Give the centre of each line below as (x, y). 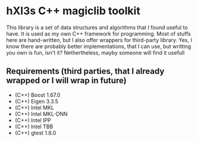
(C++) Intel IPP (33, 120)
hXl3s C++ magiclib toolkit (73, 11)
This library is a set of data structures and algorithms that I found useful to (97, 27)
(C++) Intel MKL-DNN (41, 113)
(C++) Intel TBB (34, 127)
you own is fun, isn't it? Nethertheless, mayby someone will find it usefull (95, 52)
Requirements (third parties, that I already (85, 72)
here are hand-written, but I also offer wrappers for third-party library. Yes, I (99, 40)
